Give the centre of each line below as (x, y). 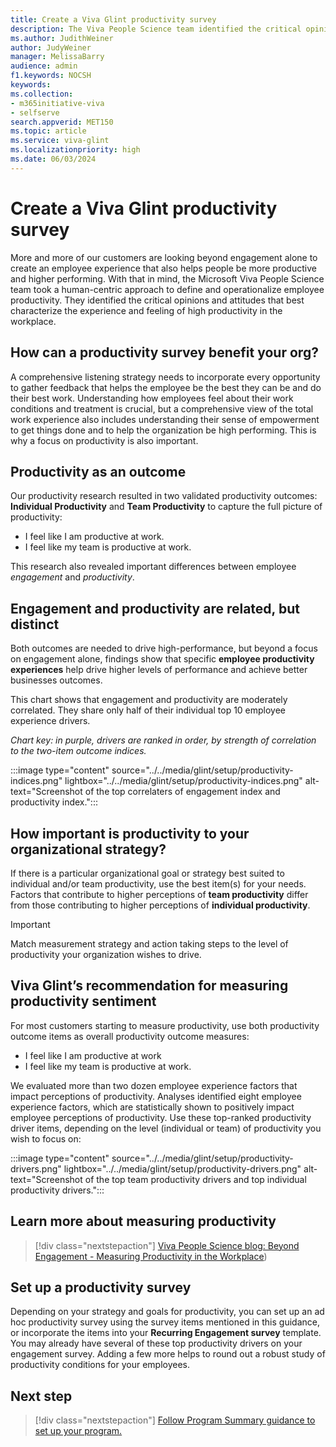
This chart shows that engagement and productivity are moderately (149, 700)
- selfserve (35, 112)
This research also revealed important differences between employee (153, 567)
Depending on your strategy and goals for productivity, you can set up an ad (167, 1312)
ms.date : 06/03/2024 (53, 159)
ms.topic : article (48, 131)
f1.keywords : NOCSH (51, 76)
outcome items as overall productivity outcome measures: (130, 1036)
